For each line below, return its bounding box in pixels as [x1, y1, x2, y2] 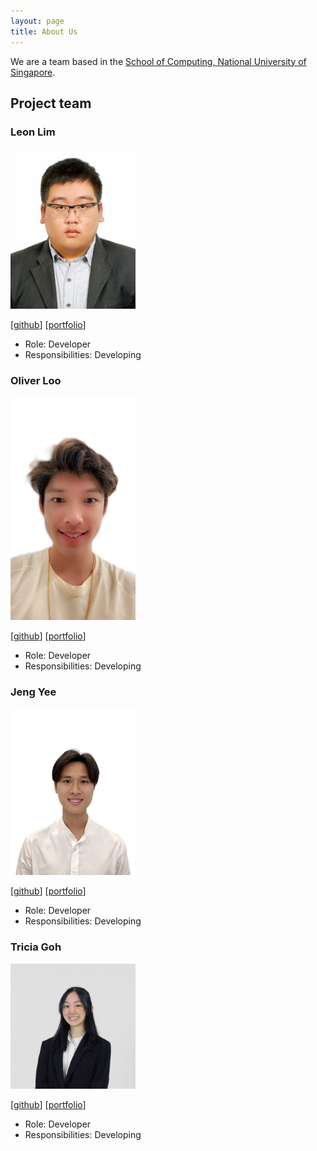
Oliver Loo [10, 374, 62, 388]
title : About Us [10, 26, 78, 37]
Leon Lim [10, 125, 56, 139]
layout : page [10, 16, 65, 26]
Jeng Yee [10, 685, 57, 699]
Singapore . [10, 66, 56, 78]
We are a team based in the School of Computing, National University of [10, 55, 307, 67]
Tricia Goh [10, 940, 62, 954]
